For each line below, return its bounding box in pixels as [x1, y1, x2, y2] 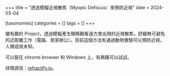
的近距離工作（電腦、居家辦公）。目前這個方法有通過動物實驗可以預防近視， [5, 37, 165, 43]
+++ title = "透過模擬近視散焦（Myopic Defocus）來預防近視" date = [5, 5, 150, 10]
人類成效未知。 [5, 43, 37, 49]
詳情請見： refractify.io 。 [5, 65, 57, 71]
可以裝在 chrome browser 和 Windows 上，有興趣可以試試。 [5, 54, 132, 60]
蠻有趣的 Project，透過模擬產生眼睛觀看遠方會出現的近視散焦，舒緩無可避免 [5, 31, 165, 37]
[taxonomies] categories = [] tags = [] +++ [5, 20, 95, 26]
